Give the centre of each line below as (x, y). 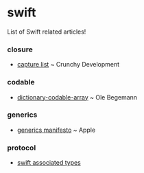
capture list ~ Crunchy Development (68, 65)
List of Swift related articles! (47, 32)
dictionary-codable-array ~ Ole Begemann (77, 97)
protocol (22, 148)
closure (20, 49)
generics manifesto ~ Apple (56, 130)
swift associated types (49, 163)
